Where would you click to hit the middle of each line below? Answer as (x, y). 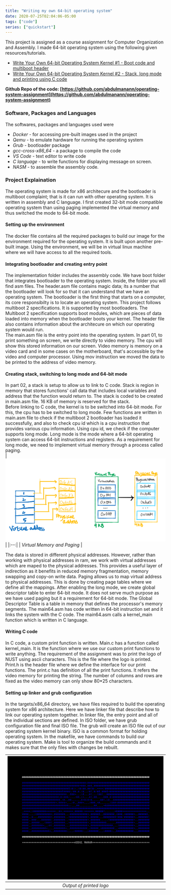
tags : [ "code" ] (21, 21)
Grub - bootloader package (41, 145)
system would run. (25, 330)
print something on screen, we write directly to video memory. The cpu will (84, 340)
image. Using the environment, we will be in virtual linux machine (83, 247)
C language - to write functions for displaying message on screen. (82, 162)
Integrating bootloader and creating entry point (56, 264)
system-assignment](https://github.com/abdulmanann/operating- (78, 95)
